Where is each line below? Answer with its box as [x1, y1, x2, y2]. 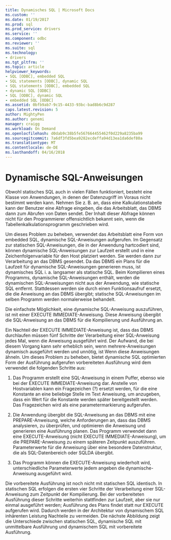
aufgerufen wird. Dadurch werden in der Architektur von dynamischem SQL [5, 507, 164, 513]
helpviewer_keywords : [5, 69, 52, 75]
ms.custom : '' [5, 12, 36, 17]
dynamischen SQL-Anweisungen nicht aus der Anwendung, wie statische [5, 280, 160, 286]
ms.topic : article [5, 64, 44, 69]
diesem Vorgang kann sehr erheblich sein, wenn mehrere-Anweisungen [5, 343, 156, 349]
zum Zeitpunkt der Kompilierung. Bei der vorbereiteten [30, 491, 144, 497]
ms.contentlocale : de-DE [5, 145, 58, 151]
